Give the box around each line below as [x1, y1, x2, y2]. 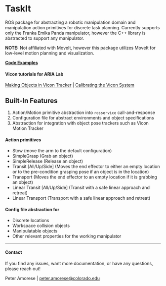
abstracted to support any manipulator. [5, 35, 84, 41]
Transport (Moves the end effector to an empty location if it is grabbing [12, 174, 157, 180]
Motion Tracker [12, 125, 43, 131]
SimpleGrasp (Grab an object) [12, 153, 73, 159]
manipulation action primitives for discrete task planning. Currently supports [5, 24, 160, 30]
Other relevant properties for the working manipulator [12, 233, 122, 239]
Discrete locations [12, 218, 49, 224]
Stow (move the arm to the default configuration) [12, 148, 112, 154]
